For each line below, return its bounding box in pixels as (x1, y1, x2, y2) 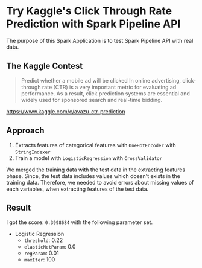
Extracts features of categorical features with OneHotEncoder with (14, 141, 176, 148)
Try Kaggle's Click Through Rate (6, 4, 172, 18)
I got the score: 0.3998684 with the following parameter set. (6, 219, 153, 226)
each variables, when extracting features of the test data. (6, 185, 149, 193)
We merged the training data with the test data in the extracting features (6, 166, 186, 173)
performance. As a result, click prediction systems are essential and (21, 89, 190, 97)
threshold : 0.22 (24, 237, 63, 244)
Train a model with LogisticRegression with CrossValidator (14, 154, 163, 161)
